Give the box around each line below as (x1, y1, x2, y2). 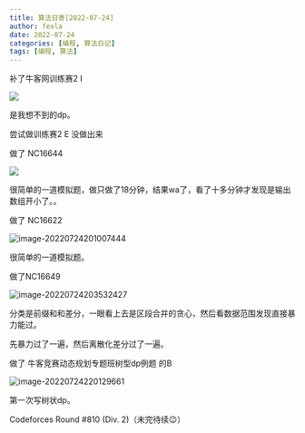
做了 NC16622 (9, 215, 63, 226)
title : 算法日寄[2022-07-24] (9, 13, 114, 23)
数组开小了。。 (9, 196, 62, 207)
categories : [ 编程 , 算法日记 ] (9, 38, 115, 48)
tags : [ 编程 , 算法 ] (9, 47, 78, 56)
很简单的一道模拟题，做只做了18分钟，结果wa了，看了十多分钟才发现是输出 (9, 184, 291, 195)
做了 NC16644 (9, 148, 64, 159)
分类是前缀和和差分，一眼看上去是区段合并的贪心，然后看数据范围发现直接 (9, 308, 288, 319)
